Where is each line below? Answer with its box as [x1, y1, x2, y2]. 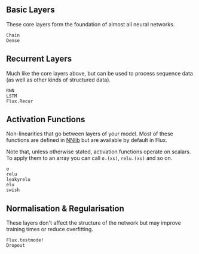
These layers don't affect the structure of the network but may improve [6, 219, 181, 226]
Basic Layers [6, 5, 55, 15]
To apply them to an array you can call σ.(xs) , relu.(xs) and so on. [6, 155, 173, 162]
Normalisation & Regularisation [6, 203, 124, 213]
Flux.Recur [6, 98, 33, 104]
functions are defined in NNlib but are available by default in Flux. [6, 137, 167, 144]
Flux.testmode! [6, 237, 44, 243]
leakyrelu [6, 177, 31, 183]
